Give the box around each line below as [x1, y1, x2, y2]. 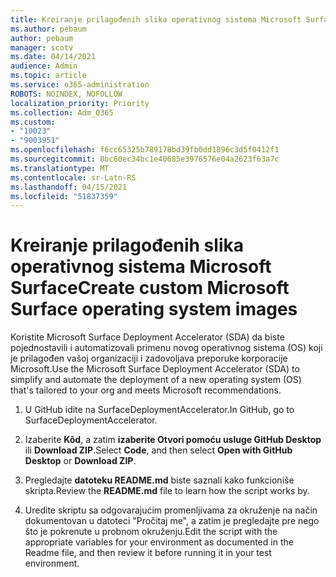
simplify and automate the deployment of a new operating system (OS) [10, 374, 302, 386]
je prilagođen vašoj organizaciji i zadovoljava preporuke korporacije [10, 352, 288, 365]
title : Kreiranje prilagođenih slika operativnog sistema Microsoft [10, 14, 302, 25]
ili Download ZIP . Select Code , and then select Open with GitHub [24, 444, 293, 456]
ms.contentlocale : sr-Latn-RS [10, 172, 137, 183]
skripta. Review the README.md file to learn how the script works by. [24, 485, 310, 497]
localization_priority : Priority [10, 98, 150, 108]
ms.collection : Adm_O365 [10, 107, 114, 118]
